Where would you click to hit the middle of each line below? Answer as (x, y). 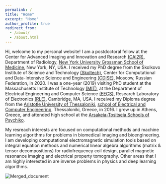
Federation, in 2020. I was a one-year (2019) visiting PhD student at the (78, 83)
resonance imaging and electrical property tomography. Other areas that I (81, 156)
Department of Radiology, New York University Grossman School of (74, 62)
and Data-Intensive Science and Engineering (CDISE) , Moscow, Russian (79, 78)
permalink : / (19, 10)
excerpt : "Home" (22, 19)
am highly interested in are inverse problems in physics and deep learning (81, 161)
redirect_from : (21, 28)
